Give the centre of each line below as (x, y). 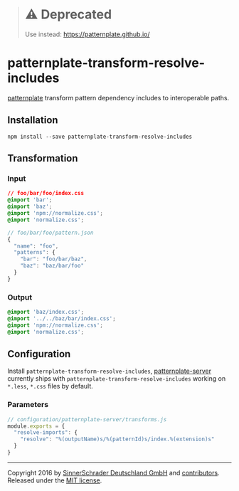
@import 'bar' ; (30, 200)
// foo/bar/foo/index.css (46, 194)
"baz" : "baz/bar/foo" (52, 266)
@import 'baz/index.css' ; (46, 312)
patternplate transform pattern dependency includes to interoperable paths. (118, 97)
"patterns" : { (34, 253)
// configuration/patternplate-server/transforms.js (87, 419)
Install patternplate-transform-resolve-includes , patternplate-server (110, 371)
